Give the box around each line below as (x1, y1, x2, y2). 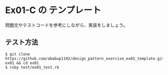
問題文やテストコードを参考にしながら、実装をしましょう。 (5, 22, 128, 28)
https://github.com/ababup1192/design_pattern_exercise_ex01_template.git (5, 56, 164, 61)
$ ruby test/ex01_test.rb (5, 64, 59, 70)
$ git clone (5, 51, 30, 56)
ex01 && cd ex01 (5, 60, 39, 65)
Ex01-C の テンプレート (5, 4, 101, 16)
